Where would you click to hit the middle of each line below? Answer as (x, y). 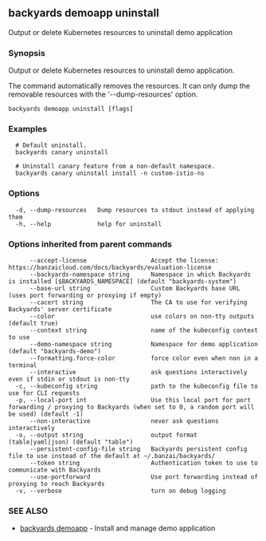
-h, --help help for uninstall (88, 224)
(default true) (33, 323)
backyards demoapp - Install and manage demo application (117, 528)
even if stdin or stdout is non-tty (69, 379)
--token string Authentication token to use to (144, 463)
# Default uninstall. (51, 146)
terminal (23, 365)
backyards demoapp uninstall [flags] (71, 109)
